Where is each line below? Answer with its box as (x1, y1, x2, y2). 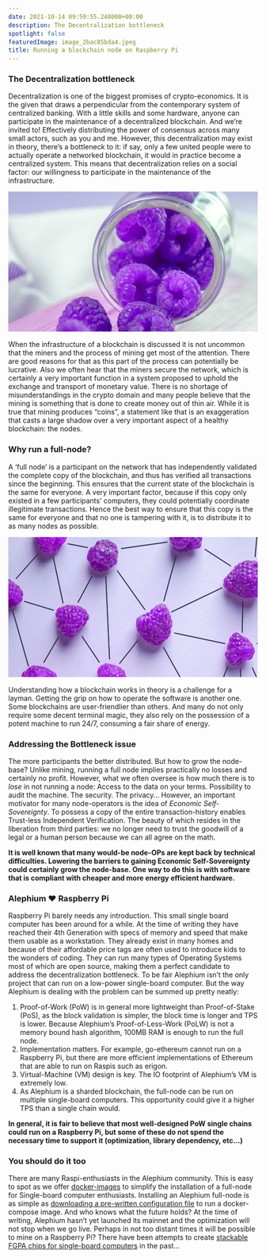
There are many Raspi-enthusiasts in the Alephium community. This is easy (8, 1174, 254, 1183)
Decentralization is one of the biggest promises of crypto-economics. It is (8, 91, 249, 101)
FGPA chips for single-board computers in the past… (8, 1241, 180, 1251)
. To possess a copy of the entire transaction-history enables (47, 807, 246, 816)
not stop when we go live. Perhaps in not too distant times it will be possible (8, 1224, 256, 1234)
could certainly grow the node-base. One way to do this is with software (8, 864, 251, 874)
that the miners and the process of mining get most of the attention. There (8, 348, 250, 357)
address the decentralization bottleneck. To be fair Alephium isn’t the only (8, 970, 249, 980)
